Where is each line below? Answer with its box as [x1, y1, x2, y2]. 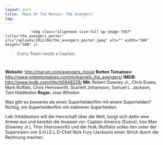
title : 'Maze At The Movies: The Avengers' [5, 12, 95, 17]
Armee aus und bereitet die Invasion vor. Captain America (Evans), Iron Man [5, 119, 157, 125]
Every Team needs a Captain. [17, 51, 76, 56]
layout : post [5, 7, 32, 12]
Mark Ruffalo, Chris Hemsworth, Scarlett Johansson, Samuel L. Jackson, [5, 85, 151, 91]
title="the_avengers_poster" [5, 34, 64, 39]
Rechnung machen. [5, 134, 44, 140]
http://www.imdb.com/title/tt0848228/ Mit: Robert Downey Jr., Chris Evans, [5, 79, 157, 85]
